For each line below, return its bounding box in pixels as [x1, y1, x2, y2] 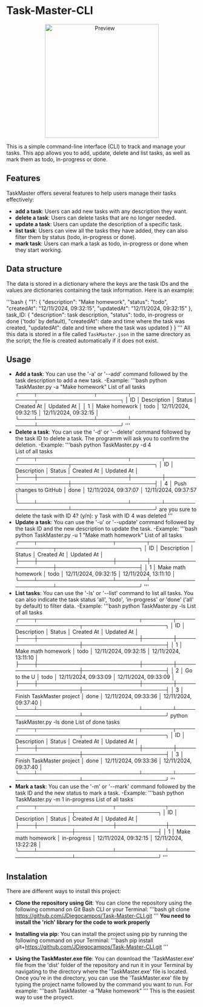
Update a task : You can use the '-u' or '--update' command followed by [15, 519, 195, 526]
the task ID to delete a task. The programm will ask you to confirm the [15, 435, 190, 442]
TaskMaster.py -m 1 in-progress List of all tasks [15, 796, 133, 803]
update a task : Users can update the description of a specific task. [15, 220, 183, 227]
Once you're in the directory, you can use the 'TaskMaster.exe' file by [15, 974, 189, 982]
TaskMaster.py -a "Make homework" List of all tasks [15, 383, 145, 391]
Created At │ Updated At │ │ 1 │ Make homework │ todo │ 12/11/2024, [15, 403, 190, 410]
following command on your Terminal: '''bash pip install [15, 937, 153, 944]
